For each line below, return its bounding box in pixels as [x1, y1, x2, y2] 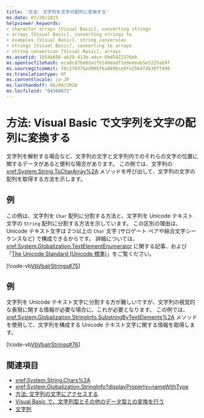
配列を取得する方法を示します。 [6, 175, 86, 182]
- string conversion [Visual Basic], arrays [6, 49, 121, 55]
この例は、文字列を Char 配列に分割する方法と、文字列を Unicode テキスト [6, 212, 194, 219]
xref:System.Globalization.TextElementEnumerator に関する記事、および [6, 242, 188, 250]
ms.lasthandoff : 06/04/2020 [6, 83, 78, 89]
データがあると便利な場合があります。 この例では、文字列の [22, 160, 173, 167]
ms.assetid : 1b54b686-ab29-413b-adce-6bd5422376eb [6, 54, 138, 60]
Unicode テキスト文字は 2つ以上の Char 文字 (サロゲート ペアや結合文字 [6, 227, 186, 235]
